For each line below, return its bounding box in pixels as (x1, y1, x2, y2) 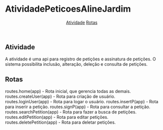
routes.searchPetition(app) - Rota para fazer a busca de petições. (5, 109, 137, 115)
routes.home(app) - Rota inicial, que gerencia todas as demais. (5, 88, 131, 94)
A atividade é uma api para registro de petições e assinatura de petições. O (5, 56, 156, 62)
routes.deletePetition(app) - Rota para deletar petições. (5, 119, 116, 125)
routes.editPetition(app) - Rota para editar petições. (5, 114, 109, 120)
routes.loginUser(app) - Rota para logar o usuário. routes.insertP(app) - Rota (5, 98, 159, 104)
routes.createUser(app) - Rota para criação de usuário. (5, 93, 116, 99)
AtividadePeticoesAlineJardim (5, 3, 131, 15)
